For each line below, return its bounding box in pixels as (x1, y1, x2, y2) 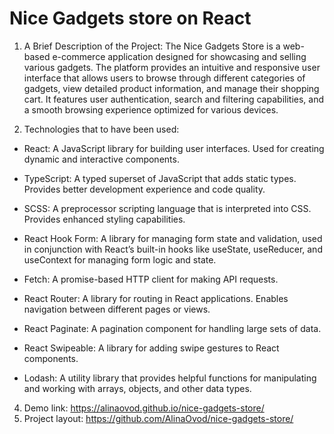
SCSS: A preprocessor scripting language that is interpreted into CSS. (23, 202, 312, 214)
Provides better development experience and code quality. (23, 183, 266, 195)
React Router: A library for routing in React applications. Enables (23, 292, 289, 304)
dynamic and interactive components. (23, 153, 180, 165)
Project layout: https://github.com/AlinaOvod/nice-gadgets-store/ (23, 412, 294, 424)
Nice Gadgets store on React (9, 7, 252, 30)
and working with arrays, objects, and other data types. (23, 382, 252, 394)
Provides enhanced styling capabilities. (23, 213, 186, 225)
